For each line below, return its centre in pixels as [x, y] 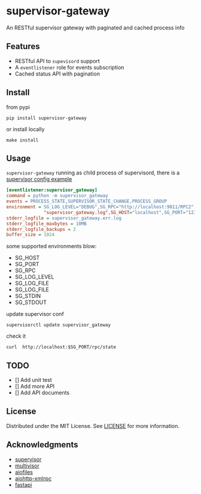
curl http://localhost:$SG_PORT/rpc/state [61, 347]
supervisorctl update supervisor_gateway [59, 325]
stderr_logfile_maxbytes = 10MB [46, 224]
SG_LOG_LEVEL [34, 277]
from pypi [18, 107]
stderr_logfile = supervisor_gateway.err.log [64, 218]
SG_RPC [25, 270]
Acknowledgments [42, 445]
